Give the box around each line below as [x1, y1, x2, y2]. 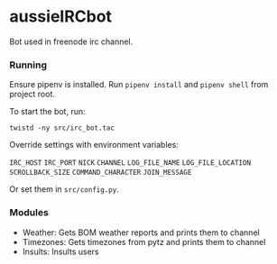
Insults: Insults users [22, 246, 99, 257]
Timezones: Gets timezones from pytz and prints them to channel [22, 236, 266, 247]
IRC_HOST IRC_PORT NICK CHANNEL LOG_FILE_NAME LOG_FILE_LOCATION [9, 159, 251, 168]
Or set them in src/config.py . [9, 184, 119, 195]
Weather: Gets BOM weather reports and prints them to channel [22, 227, 260, 238]
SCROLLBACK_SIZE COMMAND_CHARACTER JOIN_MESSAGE [9, 168, 192, 178]
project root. [9, 88, 56, 100]
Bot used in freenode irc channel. [9, 36, 134, 47]
